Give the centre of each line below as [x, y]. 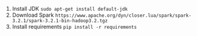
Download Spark [33, 15]
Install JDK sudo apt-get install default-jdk [70, 9]
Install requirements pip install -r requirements [74, 27]
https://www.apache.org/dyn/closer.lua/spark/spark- [123, 16]
